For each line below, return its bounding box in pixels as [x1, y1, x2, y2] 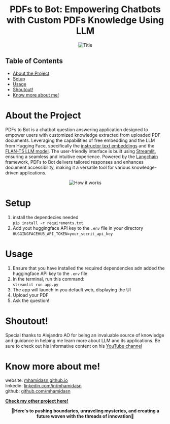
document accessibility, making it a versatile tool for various [5, 164, 131, 170]
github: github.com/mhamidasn [5, 388, 71, 395]
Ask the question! [12, 297, 50, 304]
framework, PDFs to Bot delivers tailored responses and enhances [5, 159, 144, 165]
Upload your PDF [12, 292, 49, 298]
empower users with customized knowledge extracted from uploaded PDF [5, 132, 161, 138]
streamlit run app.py [12, 282, 58, 287]
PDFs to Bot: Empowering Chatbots [9, 4, 161, 15]
